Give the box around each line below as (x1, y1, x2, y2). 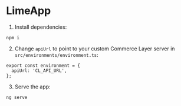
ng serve (6, 94, 28, 100)
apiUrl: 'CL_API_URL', (11, 67, 67, 74)
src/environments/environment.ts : (14, 51, 98, 58)
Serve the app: (14, 83, 51, 90)
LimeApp (6, 4, 51, 18)
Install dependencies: (14, 23, 67, 30)
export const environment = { (6, 63, 81, 69)
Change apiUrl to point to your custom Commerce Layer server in (14, 45, 175, 52)
